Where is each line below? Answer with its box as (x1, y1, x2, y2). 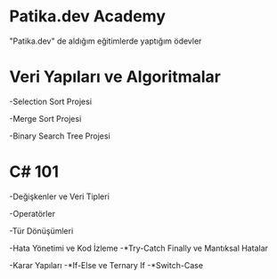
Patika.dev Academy (9, 6, 167, 27)
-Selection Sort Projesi (9, 96, 92, 107)
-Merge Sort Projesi (9, 113, 82, 124)
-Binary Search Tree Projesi (9, 131, 111, 141)
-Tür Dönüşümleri (9, 225, 74, 236)
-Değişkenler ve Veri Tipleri (9, 191, 110, 202)
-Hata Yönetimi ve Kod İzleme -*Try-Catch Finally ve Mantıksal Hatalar (9, 243, 269, 253)
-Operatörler (9, 208, 56, 219)
